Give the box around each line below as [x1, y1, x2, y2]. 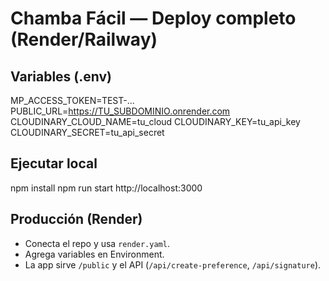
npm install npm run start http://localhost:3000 [10, 182, 203, 194]
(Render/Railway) [10, 28, 158, 51]
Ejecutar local [10, 155, 98, 172]
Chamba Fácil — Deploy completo [10, 7, 297, 30]
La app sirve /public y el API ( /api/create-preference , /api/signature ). [24, 258, 322, 271]
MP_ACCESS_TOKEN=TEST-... [10, 95, 135, 106]
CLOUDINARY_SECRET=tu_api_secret [10, 127, 165, 138]
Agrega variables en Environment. [24, 248, 165, 260]
